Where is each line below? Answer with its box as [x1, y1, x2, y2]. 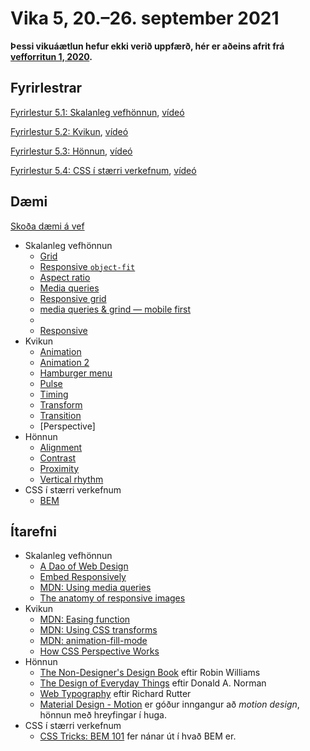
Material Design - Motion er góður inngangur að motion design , [39, 698, 300, 711]
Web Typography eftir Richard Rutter [39, 688, 192, 700]
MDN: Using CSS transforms [39, 624, 158, 636]
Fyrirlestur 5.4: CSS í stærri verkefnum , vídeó [10, 164, 197, 176]
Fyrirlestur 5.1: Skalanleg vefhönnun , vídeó [10, 106, 185, 118]
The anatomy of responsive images [39, 592, 186, 604]
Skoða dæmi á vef [10, 220, 85, 232]
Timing [39, 388, 69, 400]
